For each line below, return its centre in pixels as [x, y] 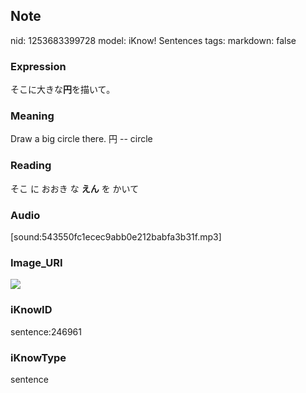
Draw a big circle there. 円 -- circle [81, 139]
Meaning [32, 116]
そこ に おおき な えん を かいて [75, 188]
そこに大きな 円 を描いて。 [63, 90]
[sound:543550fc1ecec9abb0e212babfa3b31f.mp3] [116, 237]
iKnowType [38, 357]
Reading [31, 166]
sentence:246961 [46, 331]
